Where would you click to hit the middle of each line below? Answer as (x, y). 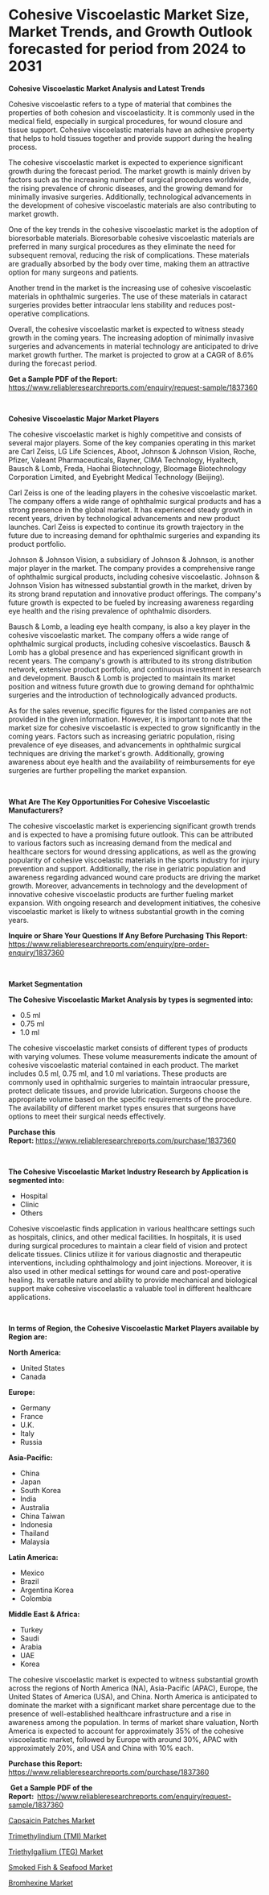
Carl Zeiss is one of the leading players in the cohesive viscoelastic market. (133, 492)
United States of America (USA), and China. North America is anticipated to (133, 1696)
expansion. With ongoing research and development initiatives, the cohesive (134, 903)
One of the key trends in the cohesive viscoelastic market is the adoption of (133, 229)
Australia (35, 1507)
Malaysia (35, 1541)
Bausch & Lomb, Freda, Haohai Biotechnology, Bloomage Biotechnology (127, 468)
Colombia (36, 1598)
